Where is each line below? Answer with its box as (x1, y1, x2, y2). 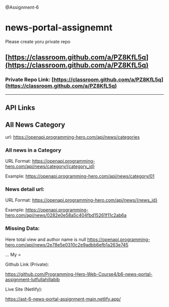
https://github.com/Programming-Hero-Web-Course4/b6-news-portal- (5, 271, 153, 277)
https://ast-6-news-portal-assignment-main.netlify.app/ (5, 296, 121, 302)
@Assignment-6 (5, 5, 39, 10)
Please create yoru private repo (5, 38, 70, 44)
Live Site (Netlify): (5, 286, 43, 292)
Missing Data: (5, 225, 40, 232)
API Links (5, 103, 35, 112)
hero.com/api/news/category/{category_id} (5, 163, 95, 169)
